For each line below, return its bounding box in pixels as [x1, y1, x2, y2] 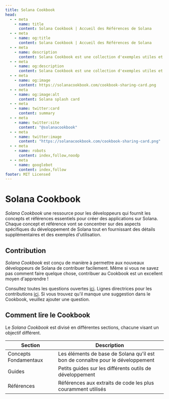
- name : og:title [14, 36, 51, 41]
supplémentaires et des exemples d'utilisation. [5, 232, 102, 238]
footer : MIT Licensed [5, 172, 51, 177]
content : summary [18, 111, 55, 116]
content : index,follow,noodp [18, 153, 80, 158]
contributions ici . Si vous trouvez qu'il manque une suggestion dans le [5, 291, 151, 297]
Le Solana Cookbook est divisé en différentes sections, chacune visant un [5, 324, 159, 330]
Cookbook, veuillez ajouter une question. [5, 296, 91, 302]
